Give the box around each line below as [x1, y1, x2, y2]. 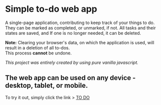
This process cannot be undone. [5, 50, 72, 56]
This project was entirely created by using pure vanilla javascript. [5, 59, 139, 65]
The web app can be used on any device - [5, 74, 136, 82]
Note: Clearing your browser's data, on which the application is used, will [5, 39, 155, 45]
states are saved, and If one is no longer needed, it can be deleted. [5, 30, 141, 36]
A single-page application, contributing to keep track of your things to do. [5, 20, 155, 26]
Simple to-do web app [5, 3, 97, 15]
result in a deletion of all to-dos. [5, 45, 70, 51]
